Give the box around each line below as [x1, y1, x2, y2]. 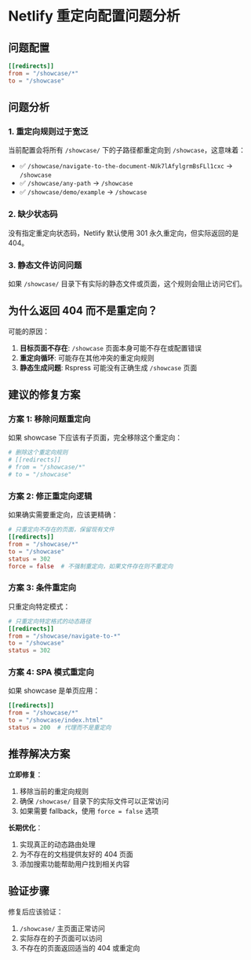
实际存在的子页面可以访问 [19, 933, 103, 943]
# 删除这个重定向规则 [8, 449, 68, 457]
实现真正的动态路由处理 [19, 839, 96, 849]
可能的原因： [8, 326, 49, 336]
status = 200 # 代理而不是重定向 [8, 724, 111, 732]
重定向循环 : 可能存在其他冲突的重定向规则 [19, 353, 155, 362]
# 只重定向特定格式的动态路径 [8, 617, 92, 625]
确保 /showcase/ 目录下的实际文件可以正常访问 [19, 796, 169, 806]
